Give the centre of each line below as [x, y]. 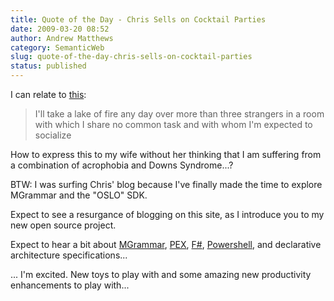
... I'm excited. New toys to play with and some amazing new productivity [161, 274]
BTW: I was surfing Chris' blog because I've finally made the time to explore [166, 184]
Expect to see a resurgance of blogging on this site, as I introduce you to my [167, 214]
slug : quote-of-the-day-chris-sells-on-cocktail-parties [131, 57]
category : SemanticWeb [57, 47]
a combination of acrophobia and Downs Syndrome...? [122, 165]
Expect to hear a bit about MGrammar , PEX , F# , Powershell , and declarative [166, 244]
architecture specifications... [69, 255]
